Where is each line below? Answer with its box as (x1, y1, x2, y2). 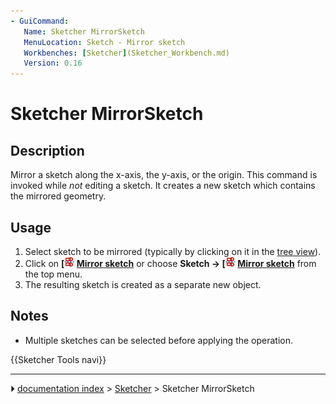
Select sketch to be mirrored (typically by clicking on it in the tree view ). (24, 245, 322, 257)
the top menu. (24, 268, 83, 280)
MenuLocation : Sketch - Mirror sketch (23, 37, 186, 47)
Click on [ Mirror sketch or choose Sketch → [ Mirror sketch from (24, 257, 317, 269)
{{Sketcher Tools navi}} (10, 353, 107, 365)
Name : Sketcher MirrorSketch (23, 26, 145, 37)
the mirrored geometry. (10, 190, 107, 202)
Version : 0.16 (23, 58, 83, 69)
